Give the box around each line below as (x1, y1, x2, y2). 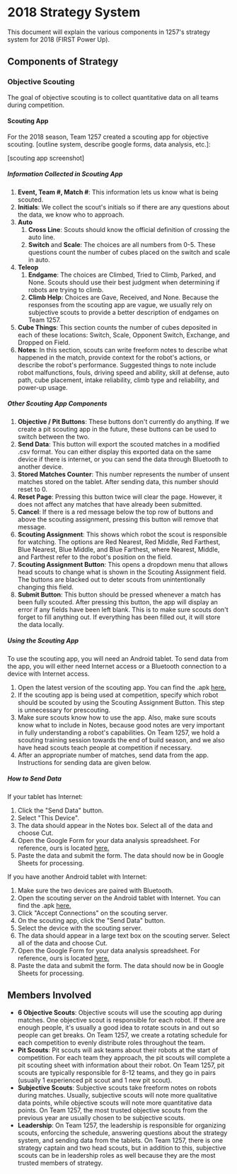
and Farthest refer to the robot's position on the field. (17, 553, 173, 561)
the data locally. (17, 620, 64, 628)
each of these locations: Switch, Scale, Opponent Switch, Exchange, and (17, 330, 230, 339)
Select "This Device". (17, 813, 80, 822)
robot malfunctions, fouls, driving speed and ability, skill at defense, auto (17, 368, 230, 376)
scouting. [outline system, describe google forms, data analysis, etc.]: (7, 139, 211, 149)
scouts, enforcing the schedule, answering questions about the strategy (17, 1128, 228, 1136)
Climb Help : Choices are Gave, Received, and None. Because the (28, 293, 219, 301)
